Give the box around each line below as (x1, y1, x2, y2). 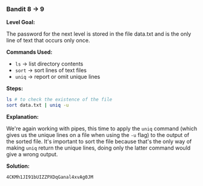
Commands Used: (6, 48, 53, 56)
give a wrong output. (6, 151, 58, 158)
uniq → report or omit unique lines (15, 73, 101, 81)
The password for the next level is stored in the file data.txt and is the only (6, 30, 191, 38)
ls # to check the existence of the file (6, 96, 113, 103)
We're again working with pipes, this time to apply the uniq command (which (6, 125, 198, 132)
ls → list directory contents (15, 60, 84, 68)
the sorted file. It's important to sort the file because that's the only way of (6, 138, 192, 145)
